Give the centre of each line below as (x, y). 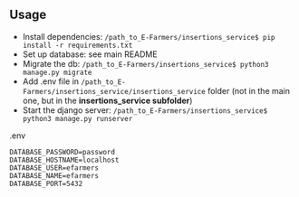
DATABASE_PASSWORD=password (63, 152)
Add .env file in (51, 81)
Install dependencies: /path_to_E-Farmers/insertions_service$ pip (149, 36)
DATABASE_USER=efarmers (54, 168)
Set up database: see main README (90, 54)
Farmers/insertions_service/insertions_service (114, 91)
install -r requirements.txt (77, 45)
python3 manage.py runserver (77, 118)
